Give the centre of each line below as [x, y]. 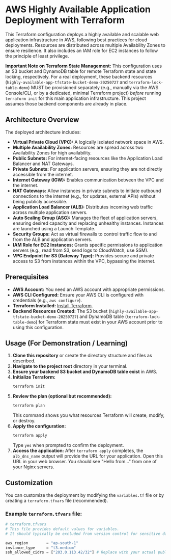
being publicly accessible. [40, 201]
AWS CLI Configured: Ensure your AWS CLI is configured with [78, 295]
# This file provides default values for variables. [62, 529]
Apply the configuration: [39, 426]
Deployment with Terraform [65, 20]
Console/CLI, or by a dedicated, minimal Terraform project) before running [83, 93]
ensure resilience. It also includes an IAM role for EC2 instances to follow [82, 50]
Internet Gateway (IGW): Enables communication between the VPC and [88, 180]
